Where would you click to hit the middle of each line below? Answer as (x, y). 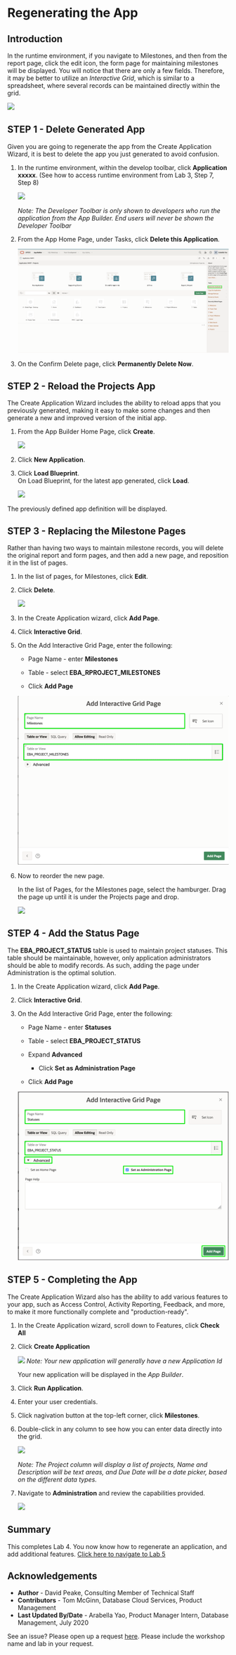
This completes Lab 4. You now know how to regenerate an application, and (117, 1546)
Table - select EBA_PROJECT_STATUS (84, 1040)
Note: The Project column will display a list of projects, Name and (112, 1464)
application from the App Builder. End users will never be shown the (116, 218)
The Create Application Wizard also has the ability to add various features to (118, 1297)
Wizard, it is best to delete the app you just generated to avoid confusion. (113, 154)
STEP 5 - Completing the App (72, 1280)
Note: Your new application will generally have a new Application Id (124, 1361)
